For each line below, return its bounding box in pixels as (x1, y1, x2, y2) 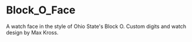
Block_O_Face (6, 3, 76, 17)
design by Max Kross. (6, 29, 59, 36)
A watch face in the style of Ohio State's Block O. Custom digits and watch (6, 23, 187, 30)
